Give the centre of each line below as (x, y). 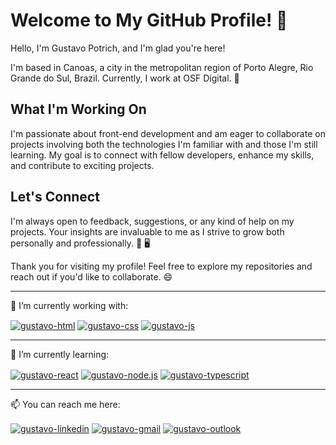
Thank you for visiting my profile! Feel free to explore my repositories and (161, 266)
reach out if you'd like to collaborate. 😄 (91, 276)
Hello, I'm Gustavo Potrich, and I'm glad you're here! (118, 48)
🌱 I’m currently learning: (60, 355)
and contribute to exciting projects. (82, 165)
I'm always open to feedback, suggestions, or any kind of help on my (152, 221)
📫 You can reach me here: (65, 404)
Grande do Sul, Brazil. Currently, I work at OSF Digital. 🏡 (125, 78)
